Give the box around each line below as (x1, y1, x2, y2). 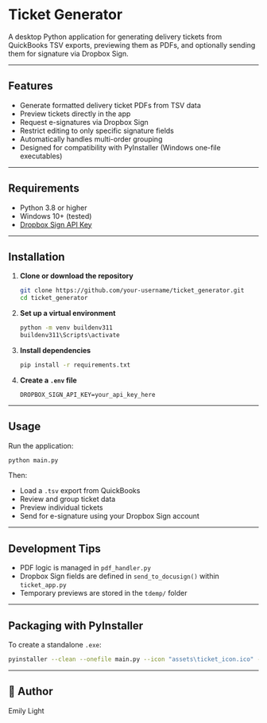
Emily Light (8, 706, 45, 715)
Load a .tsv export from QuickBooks (19, 486, 141, 496)
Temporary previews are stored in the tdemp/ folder (19, 589, 188, 598)
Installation (8, 250, 65, 263)
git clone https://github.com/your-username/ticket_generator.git (19, 286, 245, 295)
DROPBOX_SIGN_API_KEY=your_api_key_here (19, 391, 156, 398)
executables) (19, 151, 63, 161)
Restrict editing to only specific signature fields (19, 126, 175, 135)
